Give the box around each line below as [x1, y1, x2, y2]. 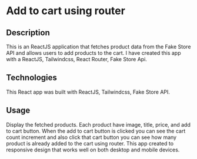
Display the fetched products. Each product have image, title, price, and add [6, 121, 191, 128]
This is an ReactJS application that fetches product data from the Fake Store [6, 43, 191, 50]
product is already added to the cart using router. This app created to [6, 140, 174, 147]
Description [6, 28, 50, 38]
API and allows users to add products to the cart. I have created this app [6, 49, 181, 57]
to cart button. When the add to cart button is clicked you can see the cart [6, 127, 186, 134]
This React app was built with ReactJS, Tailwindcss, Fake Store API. [6, 88, 171, 95]
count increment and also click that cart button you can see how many [6, 134, 177, 141]
